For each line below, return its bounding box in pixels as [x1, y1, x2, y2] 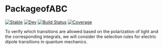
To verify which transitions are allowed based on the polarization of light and [5, 28, 159, 34]
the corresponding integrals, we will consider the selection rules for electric [5, 34, 157, 39]
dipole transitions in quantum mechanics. [5, 38, 88, 44]
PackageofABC [5, 3, 68, 14]
